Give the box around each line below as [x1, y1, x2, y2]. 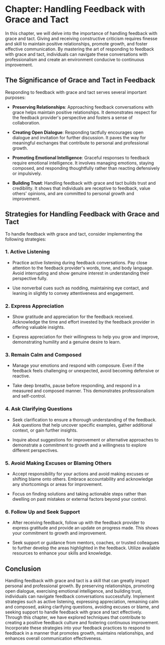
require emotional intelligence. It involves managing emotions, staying [12, 160, 154, 166]
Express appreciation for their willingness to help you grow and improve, [12, 334, 159, 340]
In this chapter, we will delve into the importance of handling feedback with [5, 30, 158, 36]
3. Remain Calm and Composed [5, 352, 82, 359]
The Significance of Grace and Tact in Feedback [5, 76, 156, 84]
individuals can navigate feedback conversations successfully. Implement [5, 594, 155, 600]
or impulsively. [12, 170, 42, 176]
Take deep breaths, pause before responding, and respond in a [12, 383, 140, 389]
